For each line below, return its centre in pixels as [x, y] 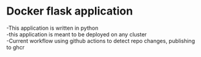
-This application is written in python [52, 28]
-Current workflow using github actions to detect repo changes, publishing [100, 41]
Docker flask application [70, 11]
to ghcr [15, 47]
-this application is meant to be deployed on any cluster [77, 34]
